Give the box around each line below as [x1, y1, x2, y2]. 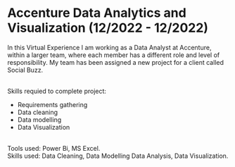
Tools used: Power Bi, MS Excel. [7, 144, 101, 152]
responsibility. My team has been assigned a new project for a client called [7, 58, 224, 66]
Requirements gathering [17, 100, 88, 109]
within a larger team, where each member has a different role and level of [7, 51, 220, 59]
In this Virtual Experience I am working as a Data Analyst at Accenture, [7, 43, 212, 51]
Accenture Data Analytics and [7, 5, 186, 21]
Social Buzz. [7, 66, 44, 74]
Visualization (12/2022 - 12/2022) [7, 20, 209, 36]
